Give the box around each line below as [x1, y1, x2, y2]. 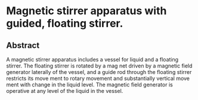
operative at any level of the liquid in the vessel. [6, 88, 123, 94]
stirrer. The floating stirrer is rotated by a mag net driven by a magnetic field [6, 62, 193, 69]
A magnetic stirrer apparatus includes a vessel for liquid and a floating [6, 56, 179, 63]
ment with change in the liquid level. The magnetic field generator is [6, 81, 173, 88]
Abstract [6, 40, 40, 50]
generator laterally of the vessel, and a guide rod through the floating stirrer [6, 69, 192, 75]
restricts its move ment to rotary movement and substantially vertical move [6, 75, 190, 82]
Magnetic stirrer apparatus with [6, 4, 167, 18]
